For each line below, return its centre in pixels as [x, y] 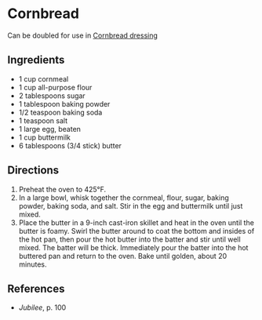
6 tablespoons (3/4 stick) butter [70, 145]
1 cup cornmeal [44, 78]
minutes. [33, 264]
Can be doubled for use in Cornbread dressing [83, 35]
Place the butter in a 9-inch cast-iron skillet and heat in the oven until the [136, 222]
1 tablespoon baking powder [64, 104]
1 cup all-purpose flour [55, 87]
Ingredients [36, 60]
